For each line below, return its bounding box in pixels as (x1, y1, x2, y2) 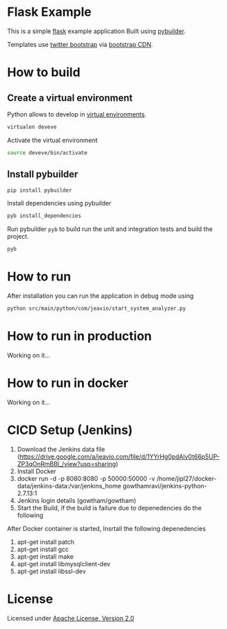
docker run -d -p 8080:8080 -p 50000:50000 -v (17, 474, 155, 483)
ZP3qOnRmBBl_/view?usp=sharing (17, 459, 116, 468)
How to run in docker (7, 375, 129, 391)
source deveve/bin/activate (7, 149, 88, 156)
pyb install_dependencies (7, 212, 81, 219)
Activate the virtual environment (7, 136, 98, 144)
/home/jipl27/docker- (156, 474, 217, 483)
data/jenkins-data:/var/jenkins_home (17, 481, 122, 490)
